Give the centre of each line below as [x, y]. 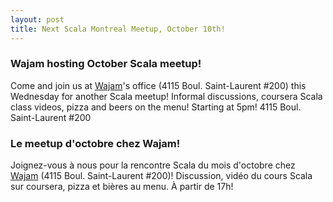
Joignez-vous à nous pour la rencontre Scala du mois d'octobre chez [153, 165]
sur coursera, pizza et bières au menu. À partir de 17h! [122, 187]
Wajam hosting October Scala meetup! [106, 64]
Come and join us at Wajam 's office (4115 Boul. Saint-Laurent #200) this [158, 85]
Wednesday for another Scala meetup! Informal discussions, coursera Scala [166, 96]
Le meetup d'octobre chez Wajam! [95, 143]
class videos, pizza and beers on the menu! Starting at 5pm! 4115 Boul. [156, 107]
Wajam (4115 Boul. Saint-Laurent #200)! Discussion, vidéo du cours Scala [161, 176]
